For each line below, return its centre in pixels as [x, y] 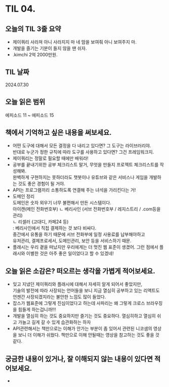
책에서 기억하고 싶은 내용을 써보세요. [59, 133]
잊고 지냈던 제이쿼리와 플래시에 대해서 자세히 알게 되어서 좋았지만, [77, 284]
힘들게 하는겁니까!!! [37, 309]
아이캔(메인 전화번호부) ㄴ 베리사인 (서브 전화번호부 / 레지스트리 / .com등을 [87, 209]
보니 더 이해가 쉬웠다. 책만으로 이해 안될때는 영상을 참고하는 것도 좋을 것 [89, 335]
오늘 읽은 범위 [25, 102]
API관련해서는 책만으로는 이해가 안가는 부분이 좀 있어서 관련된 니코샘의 [82, 329]
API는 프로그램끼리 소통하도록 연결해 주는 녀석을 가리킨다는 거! [74, 190]
